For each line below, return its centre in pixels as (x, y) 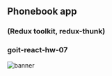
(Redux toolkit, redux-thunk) (56, 31)
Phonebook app (42, 12)
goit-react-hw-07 (38, 50)
